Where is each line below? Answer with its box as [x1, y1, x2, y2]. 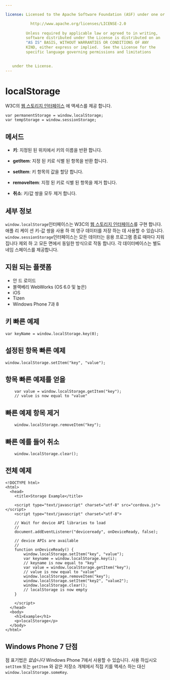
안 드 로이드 [12, 277, 37, 283]
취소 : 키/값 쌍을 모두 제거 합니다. [12, 191, 77, 197]
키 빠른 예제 [5, 317, 40, 326]
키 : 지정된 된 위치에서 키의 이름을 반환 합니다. [12, 147, 103, 153]
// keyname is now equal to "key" [23, 560, 97, 565]
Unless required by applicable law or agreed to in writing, [25, 31, 158, 36]
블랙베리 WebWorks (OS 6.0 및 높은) [12, 284, 87, 290]
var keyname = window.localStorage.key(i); [23, 556, 117, 561]
